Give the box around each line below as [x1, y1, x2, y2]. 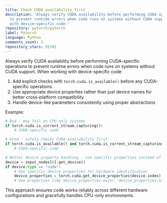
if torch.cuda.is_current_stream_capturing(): [5, 123, 103, 128]
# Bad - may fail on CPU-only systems [5, 118, 85, 123]
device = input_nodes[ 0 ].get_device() [5, 160, 85, 165]
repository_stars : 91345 [5, 44, 57, 49]
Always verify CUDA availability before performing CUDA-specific [5, 58, 140, 64]
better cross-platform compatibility [12, 94, 84, 100]
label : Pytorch [5, 30, 37, 35]
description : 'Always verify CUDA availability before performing [5, 12, 146, 17]
